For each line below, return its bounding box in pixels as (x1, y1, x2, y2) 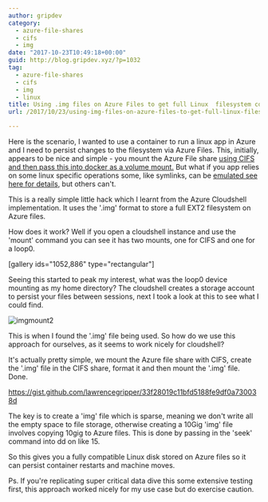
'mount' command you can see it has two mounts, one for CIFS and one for (8, 236, 255, 245)
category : (8, 19, 41, 27)
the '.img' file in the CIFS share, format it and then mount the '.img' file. (8, 363, 241, 373)
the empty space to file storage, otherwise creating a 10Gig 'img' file (8, 420, 234, 429)
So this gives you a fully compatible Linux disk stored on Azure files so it (8, 452, 246, 461)
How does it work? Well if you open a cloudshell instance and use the (8, 227, 237, 236)
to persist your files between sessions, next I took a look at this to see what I (8, 292, 259, 301)
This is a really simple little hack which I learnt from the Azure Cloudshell (8, 194, 247, 204)
